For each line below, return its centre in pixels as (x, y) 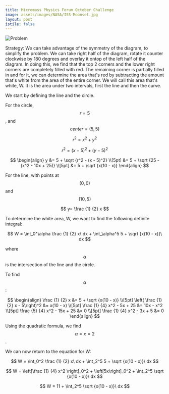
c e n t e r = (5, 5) (85, 129)
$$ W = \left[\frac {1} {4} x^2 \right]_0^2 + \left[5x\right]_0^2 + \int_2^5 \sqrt (85, 371)
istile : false (20, 24)
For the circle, (20, 105)
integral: (14, 224)
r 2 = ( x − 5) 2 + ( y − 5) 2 (85, 150)
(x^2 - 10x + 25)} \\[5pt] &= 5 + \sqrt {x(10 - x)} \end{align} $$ (85, 165)
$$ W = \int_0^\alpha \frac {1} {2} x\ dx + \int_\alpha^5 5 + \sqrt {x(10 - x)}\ (85, 233)
